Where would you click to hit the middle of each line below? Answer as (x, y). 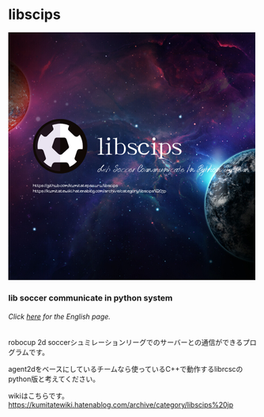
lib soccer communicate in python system (91, 297)
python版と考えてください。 (54, 379)
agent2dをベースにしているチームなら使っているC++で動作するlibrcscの (126, 369)
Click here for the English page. (59, 317)
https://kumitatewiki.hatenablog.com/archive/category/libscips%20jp (121, 405)
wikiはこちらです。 (39, 396)
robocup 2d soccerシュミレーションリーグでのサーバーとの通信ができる (126, 342)
